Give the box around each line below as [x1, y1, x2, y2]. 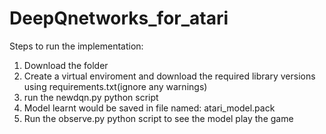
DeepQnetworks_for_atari [9, 7, 229, 30]
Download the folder [23, 59, 109, 71]
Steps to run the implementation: [9, 40, 144, 52]
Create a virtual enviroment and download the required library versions [23, 70, 316, 82]
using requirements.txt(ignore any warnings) [23, 80, 208, 92]
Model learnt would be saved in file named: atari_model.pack [23, 102, 276, 114]
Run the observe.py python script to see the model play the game [23, 112, 294, 124]
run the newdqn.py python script [23, 91, 159, 103]
